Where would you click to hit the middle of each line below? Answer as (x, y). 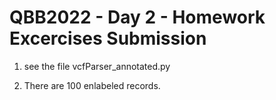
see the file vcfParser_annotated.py (97, 66)
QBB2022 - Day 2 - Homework (137, 17)
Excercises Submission (108, 38)
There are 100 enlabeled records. (92, 85)
